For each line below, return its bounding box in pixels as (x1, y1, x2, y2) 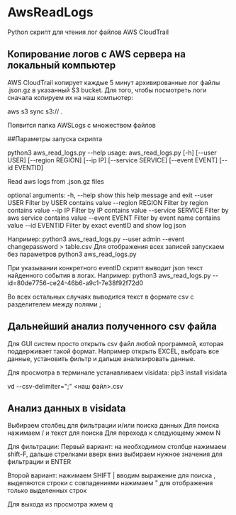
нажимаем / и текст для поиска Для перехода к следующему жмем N (7, 428, 221, 437)
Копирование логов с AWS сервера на (7, 48, 186, 60)
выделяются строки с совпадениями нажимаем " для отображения (7, 479, 213, 487)
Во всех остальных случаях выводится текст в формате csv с (7, 292, 194, 301)
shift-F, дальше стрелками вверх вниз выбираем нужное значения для (7, 450, 223, 458)
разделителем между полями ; (7, 299, 101, 309)
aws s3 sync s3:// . (7, 107, 63, 116)
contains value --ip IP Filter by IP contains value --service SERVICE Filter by (7, 206, 229, 214)
